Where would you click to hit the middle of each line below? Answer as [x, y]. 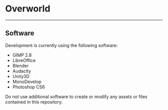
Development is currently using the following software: [61, 45]
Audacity [22, 71]
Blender [20, 65]
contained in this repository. [34, 102]
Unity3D [21, 76]
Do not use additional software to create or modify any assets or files [76, 96]
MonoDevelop [27, 81]
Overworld [28, 9]
